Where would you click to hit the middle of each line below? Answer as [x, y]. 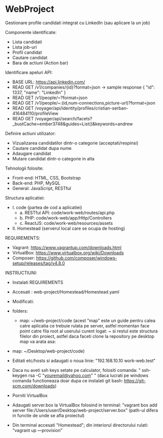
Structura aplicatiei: [25, 198]
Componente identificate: [31, 32]
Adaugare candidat [32, 153]
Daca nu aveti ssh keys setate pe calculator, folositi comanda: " [76, 370]
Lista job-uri [24, 47]
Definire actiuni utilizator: [31, 133]
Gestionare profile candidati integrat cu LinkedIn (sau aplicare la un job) [78, 23]
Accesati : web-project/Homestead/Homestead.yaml [66, 292]
